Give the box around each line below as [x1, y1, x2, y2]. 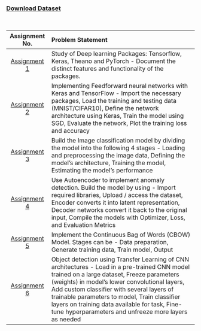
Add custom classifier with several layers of [51, 286, 174, 294]
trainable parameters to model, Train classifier [51, 293, 181, 301]
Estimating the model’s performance [51, 166, 153, 175]
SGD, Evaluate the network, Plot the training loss [51, 119, 187, 127]
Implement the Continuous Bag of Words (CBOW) [51, 230, 191, 239]
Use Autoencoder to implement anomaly [51, 176, 165, 184]
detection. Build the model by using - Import [51, 184, 176, 192]
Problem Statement [51, 36, 108, 44]
